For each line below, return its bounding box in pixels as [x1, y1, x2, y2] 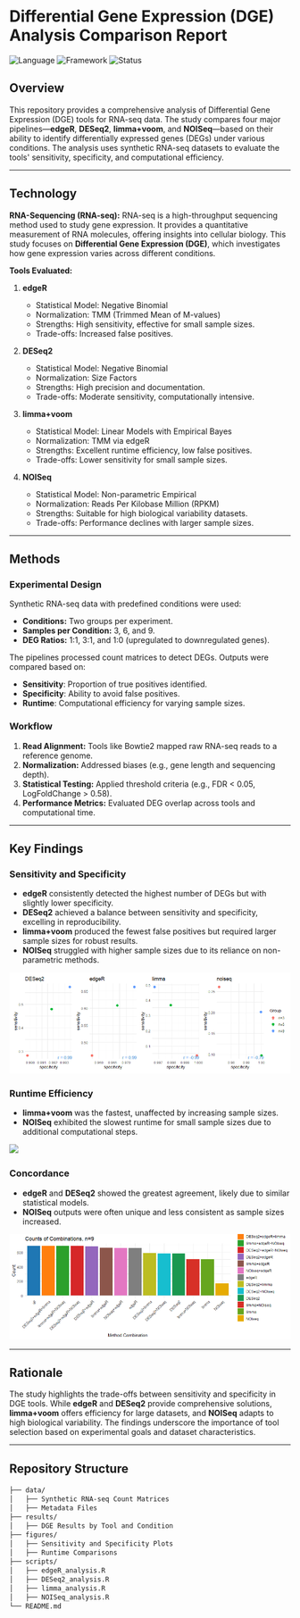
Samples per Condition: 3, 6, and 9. [21, 625, 155, 636]
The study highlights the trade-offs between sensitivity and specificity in [9, 1389, 277, 1399]
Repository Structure [9, 1461, 129, 1476]
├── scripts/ [9, 1557, 58, 1566]
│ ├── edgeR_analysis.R [9, 1566, 105, 1575]
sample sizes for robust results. [21, 936, 138, 947]
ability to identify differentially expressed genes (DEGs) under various [9, 132, 265, 144]
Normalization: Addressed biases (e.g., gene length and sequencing [21, 759, 276, 770]
